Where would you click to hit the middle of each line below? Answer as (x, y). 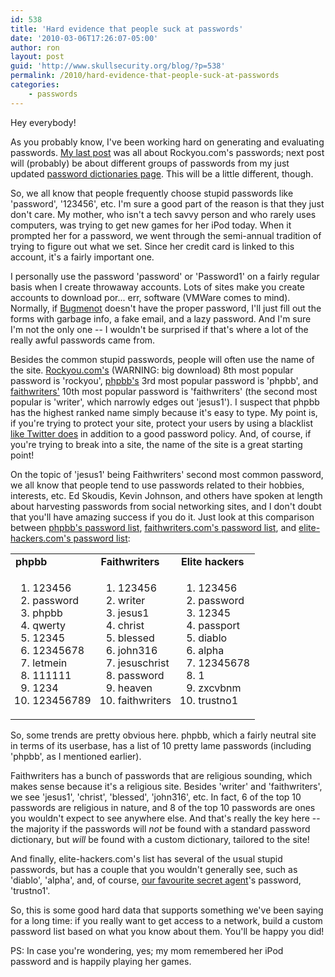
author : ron (35, 47)
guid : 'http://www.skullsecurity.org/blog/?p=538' (118, 66)
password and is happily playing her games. (101, 961)
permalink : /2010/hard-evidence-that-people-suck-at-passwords (145, 76)
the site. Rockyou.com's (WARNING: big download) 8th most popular (152, 370)
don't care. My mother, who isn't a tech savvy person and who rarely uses (163, 214)
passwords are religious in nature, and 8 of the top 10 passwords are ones (163, 807)
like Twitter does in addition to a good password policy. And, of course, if (161, 433)
